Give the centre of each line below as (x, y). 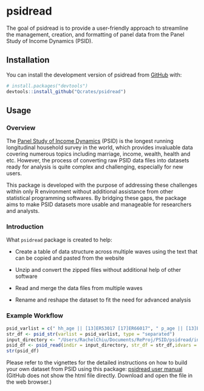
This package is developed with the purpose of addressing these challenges (102, 185)
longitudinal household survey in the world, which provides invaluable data (100, 148)
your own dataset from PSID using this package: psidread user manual (94, 369)
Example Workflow (35, 316)
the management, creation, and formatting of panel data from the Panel (95, 34)
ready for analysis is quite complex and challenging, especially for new (95, 167)
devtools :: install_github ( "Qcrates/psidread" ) (66, 92)
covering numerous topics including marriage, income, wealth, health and (98, 154)
